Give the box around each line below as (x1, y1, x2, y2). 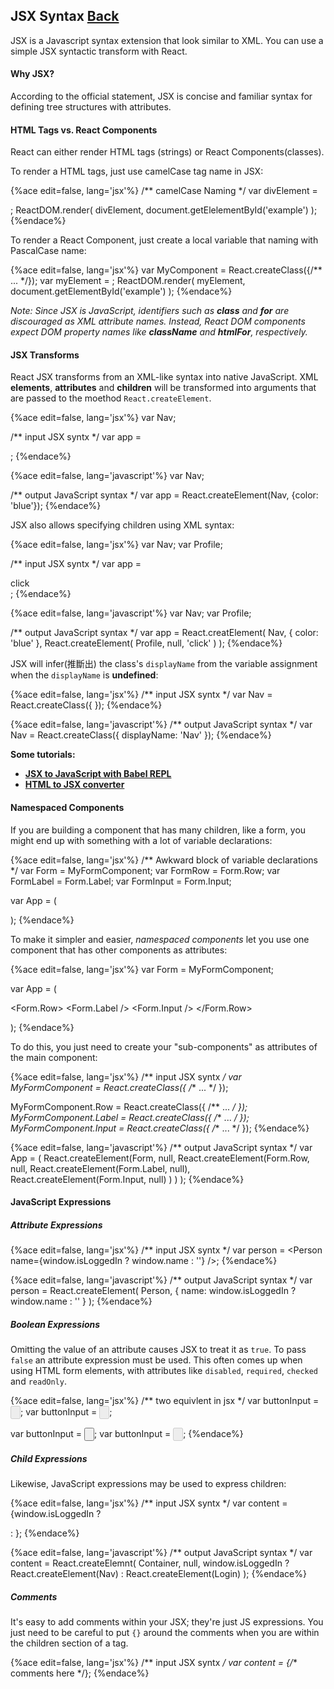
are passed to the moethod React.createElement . (10, 392, 212, 404)
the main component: (10, 1051, 98, 1063)
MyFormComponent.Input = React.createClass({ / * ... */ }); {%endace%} (10, 1122, 310, 1134)
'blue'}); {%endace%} (10, 500, 102, 512)
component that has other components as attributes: (10, 944, 228, 956)
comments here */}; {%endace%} (10, 1667, 150, 1679)
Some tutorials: (10, 749, 76, 761)
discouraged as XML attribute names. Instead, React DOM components (10, 315, 306, 328)
